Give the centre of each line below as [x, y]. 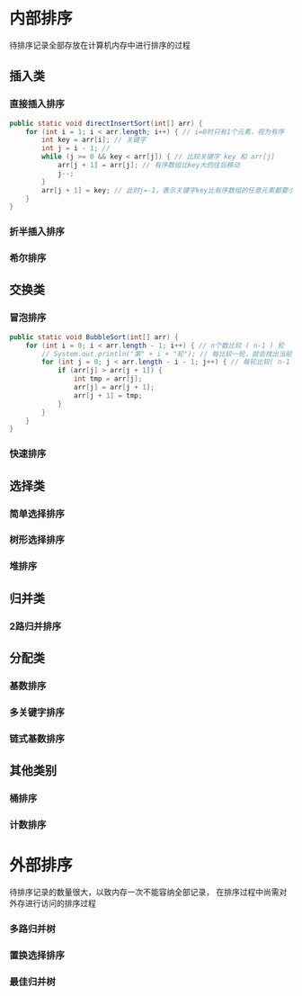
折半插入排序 [37, 232]
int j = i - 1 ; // [76, 148]
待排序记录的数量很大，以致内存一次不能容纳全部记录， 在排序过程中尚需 [144, 892]
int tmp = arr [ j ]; [108, 379]
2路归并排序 [36, 626]
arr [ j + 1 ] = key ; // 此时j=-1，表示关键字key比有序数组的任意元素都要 [165, 190]
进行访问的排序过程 [60, 903]
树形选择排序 [37, 540]
